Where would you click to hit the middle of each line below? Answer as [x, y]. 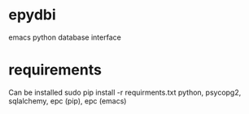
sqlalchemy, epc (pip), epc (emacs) [68, 101]
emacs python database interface [65, 37]
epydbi [33, 15]
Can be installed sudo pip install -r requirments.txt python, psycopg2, [125, 92]
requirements [55, 70]
